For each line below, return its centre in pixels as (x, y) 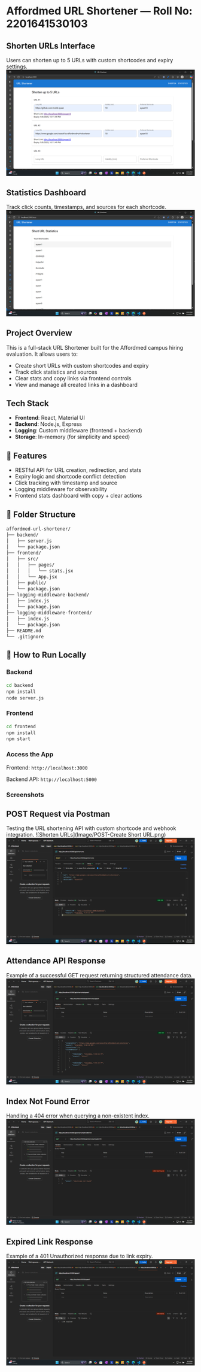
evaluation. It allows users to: (42, 354)
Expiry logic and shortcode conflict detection (70, 477)
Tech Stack (28, 403)
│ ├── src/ (22, 559)
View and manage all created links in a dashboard (76, 384)
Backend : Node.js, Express (48, 424)
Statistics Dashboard (46, 193)
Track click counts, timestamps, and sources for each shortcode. (86, 207)
